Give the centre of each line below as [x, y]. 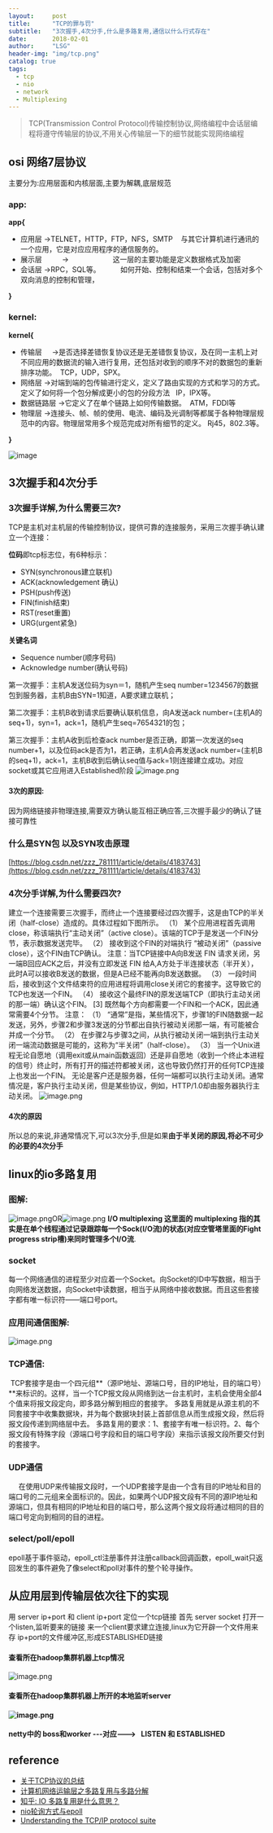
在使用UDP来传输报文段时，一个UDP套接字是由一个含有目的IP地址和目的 [140, 1487]
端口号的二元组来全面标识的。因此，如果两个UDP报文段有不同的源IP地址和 [133, 1497]
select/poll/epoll [41, 1539]
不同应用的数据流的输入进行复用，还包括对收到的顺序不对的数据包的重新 [141, 362]
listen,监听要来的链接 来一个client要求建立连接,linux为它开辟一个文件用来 [136, 1627]
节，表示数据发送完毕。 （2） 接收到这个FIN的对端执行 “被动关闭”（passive [135, 943]
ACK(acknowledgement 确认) [69, 582]
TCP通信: [27, 1364]
